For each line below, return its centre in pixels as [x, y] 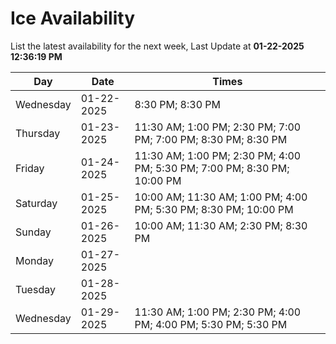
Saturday [36, 203]
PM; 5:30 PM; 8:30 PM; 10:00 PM [214, 209]
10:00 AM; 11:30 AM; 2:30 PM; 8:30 [221, 225]
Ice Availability [72, 18]
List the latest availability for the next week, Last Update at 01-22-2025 [157, 46]
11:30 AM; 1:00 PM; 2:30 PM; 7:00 [218, 127]
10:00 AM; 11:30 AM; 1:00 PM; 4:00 [221, 197]
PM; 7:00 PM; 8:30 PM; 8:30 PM [211, 139]
